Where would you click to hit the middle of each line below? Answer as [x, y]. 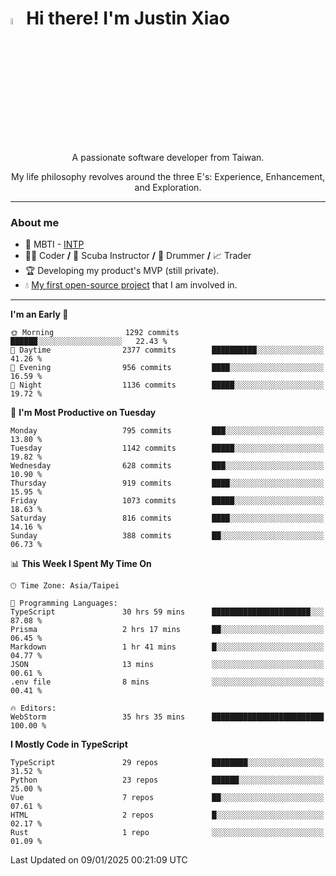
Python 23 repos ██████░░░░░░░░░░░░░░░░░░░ [167, 780]
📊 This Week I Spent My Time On [81, 564]
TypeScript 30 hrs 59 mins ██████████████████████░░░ [167, 612]
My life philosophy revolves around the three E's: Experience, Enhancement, [168, 177]
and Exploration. [168, 188]
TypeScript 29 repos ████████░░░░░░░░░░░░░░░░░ [167, 763]
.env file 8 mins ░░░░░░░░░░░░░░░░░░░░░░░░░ [167, 682]
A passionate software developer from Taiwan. [168, 158]
